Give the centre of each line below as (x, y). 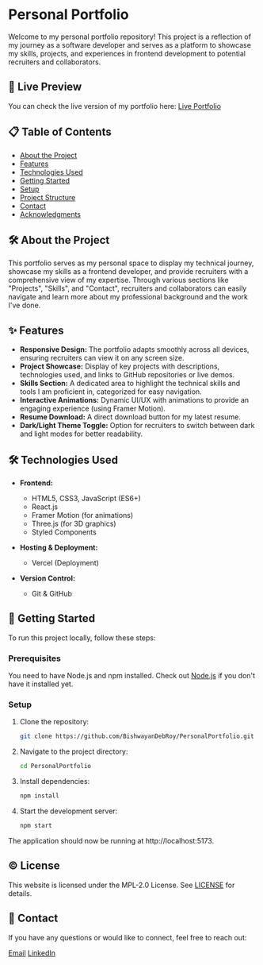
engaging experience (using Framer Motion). (93, 409)
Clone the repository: (54, 722)
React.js (44, 507)
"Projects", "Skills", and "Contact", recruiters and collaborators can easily (128, 288)
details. (20, 893)
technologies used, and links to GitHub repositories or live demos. (127, 375)
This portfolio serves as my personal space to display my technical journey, (131, 263)
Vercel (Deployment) (65, 563)
